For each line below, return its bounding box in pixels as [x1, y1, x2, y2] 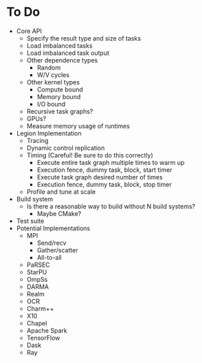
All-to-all [36, 253, 63, 261]
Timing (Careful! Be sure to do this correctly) [26, 151, 154, 159]
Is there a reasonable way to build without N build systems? [26, 202, 196, 210]
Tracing [26, 136, 49, 144]
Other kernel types [26, 78, 80, 86]
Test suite [16, 217, 45, 225]
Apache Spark [26, 326, 67, 334]
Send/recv [36, 239, 67, 247]
